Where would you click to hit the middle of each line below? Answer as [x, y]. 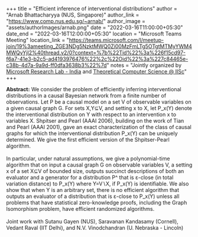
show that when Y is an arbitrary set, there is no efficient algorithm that [92, 190]
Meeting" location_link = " [38, 40]
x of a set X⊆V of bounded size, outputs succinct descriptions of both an [95, 171]
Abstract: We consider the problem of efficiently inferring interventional [94, 89]
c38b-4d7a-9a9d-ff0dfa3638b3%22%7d [57, 65]
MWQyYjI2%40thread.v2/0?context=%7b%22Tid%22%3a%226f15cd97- [96, 52]
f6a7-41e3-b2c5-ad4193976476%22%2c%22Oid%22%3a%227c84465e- [97, 59]
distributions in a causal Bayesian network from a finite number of [86, 95]
